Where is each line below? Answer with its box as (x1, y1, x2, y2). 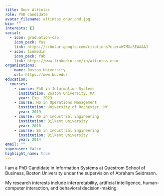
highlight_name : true (5, 151, 50, 156)
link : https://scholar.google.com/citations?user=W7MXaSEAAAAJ (14, 44, 149, 49)
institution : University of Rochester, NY (18, 105, 108, 110)
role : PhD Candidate (5, 12, 48, 17)
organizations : (5, 63, 37, 68)
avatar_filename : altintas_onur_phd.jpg (5, 16, 91, 21)
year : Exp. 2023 (18, 95, 52, 100)
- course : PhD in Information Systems (14, 86, 95, 91)
